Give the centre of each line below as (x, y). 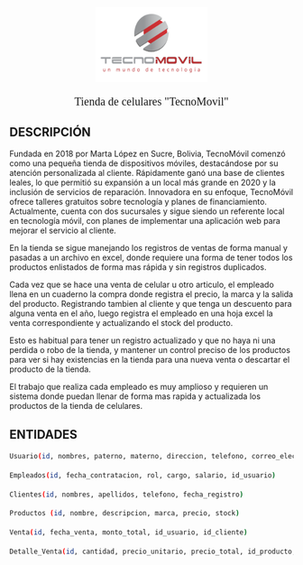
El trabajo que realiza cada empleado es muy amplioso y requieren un (139, 387)
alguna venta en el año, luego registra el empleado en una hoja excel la (141, 313)
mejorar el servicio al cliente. (63, 231)
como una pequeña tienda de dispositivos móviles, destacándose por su (144, 163)
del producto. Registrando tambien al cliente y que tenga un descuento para (151, 304)
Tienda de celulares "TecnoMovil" (151, 102)
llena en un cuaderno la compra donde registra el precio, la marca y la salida (151, 294)
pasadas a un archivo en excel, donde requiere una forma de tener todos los (151, 258)
